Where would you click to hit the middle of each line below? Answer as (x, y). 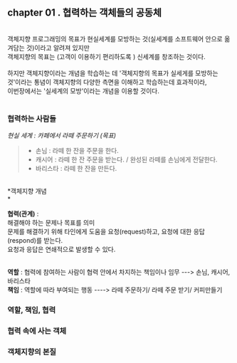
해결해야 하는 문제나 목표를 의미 (51, 223)
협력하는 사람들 (32, 118)
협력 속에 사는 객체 (37, 331)
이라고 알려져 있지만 (62, 48)
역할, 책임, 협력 (31, 310)
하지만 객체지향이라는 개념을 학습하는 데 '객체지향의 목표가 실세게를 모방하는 (113, 73)
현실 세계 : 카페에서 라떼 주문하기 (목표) (62, 136)
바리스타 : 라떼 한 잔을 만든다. (76, 169)
